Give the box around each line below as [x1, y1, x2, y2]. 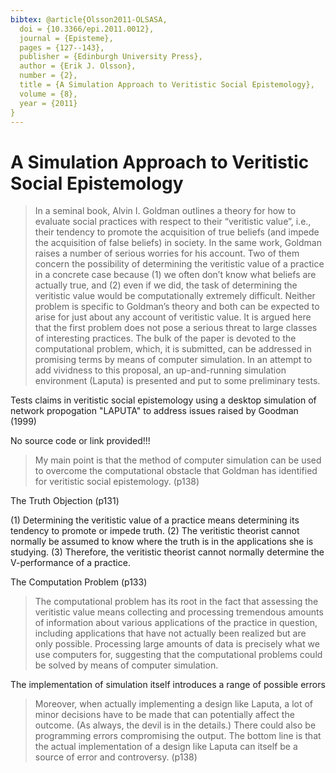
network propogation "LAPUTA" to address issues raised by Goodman [10, 405, 299, 417]
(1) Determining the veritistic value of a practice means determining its [10, 514, 300, 526]
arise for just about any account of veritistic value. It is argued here [34, 311, 312, 323]
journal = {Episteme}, [19, 33, 114, 43]
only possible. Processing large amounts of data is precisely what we [34, 638, 320, 650]
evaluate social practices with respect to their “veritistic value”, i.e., [34, 216, 312, 228]
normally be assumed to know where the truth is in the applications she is [10, 536, 314, 548]
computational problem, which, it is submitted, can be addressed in [34, 343, 312, 355]
